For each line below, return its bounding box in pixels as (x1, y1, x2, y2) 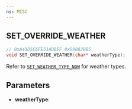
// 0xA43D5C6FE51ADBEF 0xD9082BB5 (6, 46, 92, 52)
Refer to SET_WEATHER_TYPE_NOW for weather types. (6, 63, 126, 70)
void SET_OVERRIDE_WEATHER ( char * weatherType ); (6, 52, 126, 58)
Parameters (6, 80, 50, 90)
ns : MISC (6, 8, 28, 15)
